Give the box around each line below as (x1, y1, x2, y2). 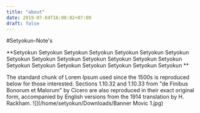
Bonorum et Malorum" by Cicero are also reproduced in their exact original (6, 87, 194, 94)
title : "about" (6, 9, 45, 15)
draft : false (6, 20, 40, 26)
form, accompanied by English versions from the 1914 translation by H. (6, 93, 185, 101)
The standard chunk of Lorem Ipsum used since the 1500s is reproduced (6, 74, 190, 81)
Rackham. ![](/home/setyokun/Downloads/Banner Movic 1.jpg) (6, 100, 164, 107)
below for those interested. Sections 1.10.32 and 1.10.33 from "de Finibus (6, 80, 188, 87)
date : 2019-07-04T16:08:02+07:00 (6, 15, 92, 21)
